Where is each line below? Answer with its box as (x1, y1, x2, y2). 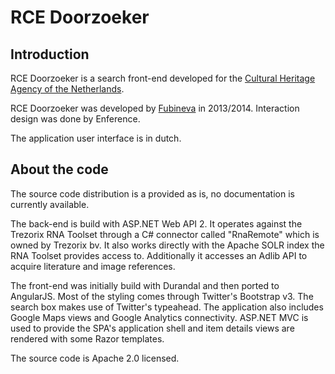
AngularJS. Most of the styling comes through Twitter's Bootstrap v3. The (10, 290, 314, 302)
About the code (10, 161, 109, 178)
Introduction (10, 46, 90, 63)
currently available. (10, 198, 90, 210)
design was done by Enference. (10, 113, 141, 125)
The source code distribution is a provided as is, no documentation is (10, 187, 295, 200)
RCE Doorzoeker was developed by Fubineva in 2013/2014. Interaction (10, 102, 300, 114)
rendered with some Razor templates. (10, 332, 165, 345)
